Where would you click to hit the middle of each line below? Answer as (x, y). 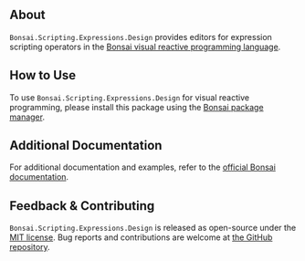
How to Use (43, 75)
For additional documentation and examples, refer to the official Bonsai (143, 167)
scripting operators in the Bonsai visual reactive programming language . (145, 47)
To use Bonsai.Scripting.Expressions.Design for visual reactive (129, 97)
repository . (30, 247)
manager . (27, 117)
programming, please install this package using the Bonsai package (137, 107)
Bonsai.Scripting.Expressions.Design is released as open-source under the (153, 228)
